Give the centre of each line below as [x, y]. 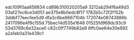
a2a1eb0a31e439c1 [24, 33]
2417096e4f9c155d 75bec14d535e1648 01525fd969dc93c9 [66, 23]
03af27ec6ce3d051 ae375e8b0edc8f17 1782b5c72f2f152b [65, 12]
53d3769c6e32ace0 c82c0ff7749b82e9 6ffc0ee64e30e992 [67, 28]
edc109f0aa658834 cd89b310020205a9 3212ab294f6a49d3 [67, 7]
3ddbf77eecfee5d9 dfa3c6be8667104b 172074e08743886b [66, 18]
